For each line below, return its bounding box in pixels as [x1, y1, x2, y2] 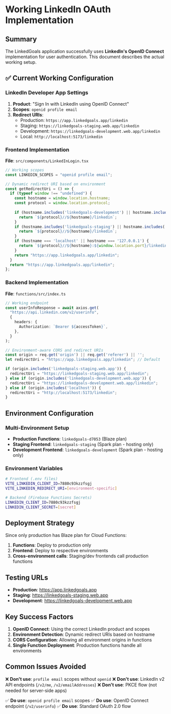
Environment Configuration [5, 409, 94, 417]
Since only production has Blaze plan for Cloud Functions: [5, 532, 127, 538]
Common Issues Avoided [5, 662, 87, 671]
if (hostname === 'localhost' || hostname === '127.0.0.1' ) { [14, 238, 149, 243]
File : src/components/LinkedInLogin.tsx [5, 157, 89, 164]
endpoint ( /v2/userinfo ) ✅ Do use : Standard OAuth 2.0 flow [5, 703, 131, 709]
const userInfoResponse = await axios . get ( [5, 305, 99, 310]
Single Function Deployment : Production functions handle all [12, 642, 142, 648]
